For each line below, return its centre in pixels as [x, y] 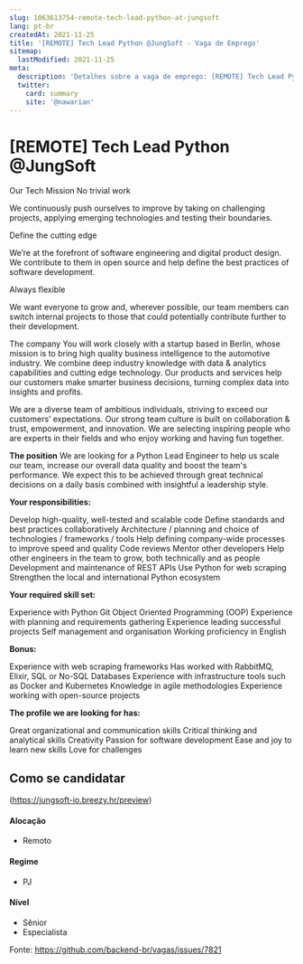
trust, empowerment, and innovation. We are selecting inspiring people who [150, 429]
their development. [44, 326]
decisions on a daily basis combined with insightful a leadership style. [139, 485]
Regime [24, 861]
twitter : [34, 85]
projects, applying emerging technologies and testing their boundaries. [141, 218]
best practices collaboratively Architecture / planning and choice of [134, 529]
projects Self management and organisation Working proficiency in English [148, 632]
